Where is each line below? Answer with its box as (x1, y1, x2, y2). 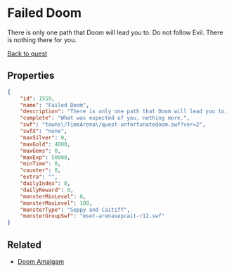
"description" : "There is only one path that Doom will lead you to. (20, 108, 228, 115)
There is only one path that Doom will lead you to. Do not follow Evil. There (7, 28, 223, 37)
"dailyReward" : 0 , (20, 186, 74, 193)
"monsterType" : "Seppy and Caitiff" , (20, 206, 131, 213)
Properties (7, 70, 55, 82)
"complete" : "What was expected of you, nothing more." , (20, 115, 190, 122)
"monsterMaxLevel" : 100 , (20, 199, 93, 207)
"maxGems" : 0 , (20, 147, 61, 154)
